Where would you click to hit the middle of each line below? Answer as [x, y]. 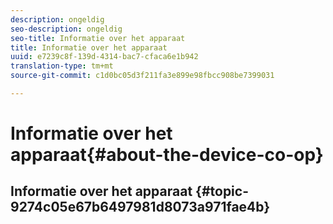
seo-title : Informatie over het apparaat [98, 38]
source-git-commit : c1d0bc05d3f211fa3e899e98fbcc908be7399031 [142, 76]
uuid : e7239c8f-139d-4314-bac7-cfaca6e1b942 [104, 57]
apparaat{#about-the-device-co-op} [167, 155]
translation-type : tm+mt [62, 66]
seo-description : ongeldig [66, 29]
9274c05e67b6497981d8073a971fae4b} [140, 207]
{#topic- [222, 191]
